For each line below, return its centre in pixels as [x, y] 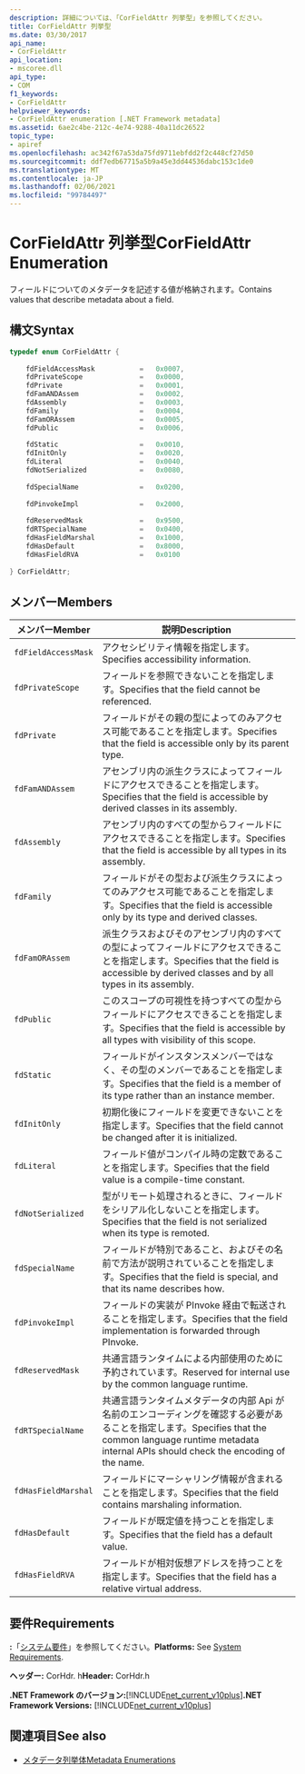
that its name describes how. [163, 1289]
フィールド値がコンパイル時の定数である [188, 1154]
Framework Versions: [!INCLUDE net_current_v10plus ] [110, 1705]
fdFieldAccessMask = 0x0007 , [105, 369]
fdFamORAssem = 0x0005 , [105, 419]
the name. [123, 1462]
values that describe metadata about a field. [92, 299]
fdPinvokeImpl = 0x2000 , [105, 504]
